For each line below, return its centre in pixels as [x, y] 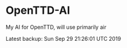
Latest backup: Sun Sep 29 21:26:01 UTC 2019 [63, 38]
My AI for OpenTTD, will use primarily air [56, 27]
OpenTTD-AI [38, 10]
